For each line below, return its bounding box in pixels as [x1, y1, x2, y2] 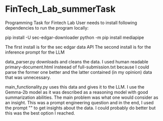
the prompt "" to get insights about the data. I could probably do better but [5, 105, 156, 111]
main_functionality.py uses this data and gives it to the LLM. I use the [5, 84, 145, 90]
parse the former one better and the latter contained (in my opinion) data [5, 69, 152, 75]
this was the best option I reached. [5, 110, 75, 116]
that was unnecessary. [5, 74, 51, 80]
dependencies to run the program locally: [5, 25, 89, 30]
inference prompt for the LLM [5, 49, 65, 55]
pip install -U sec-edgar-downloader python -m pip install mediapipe [5, 34, 144, 40]
